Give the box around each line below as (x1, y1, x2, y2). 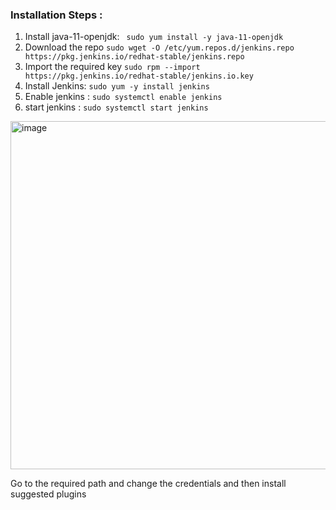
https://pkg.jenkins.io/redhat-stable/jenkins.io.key (24, 71, 254, 82)
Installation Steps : (10, 8, 103, 22)
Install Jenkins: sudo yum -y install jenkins (24, 80, 210, 92)
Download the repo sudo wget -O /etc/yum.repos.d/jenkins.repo (24, 41, 295, 53)
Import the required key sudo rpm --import (24, 61, 201, 73)
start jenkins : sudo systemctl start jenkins (24, 101, 209, 113)
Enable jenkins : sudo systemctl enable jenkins (24, 91, 223, 103)
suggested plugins (10, 488, 87, 500)
